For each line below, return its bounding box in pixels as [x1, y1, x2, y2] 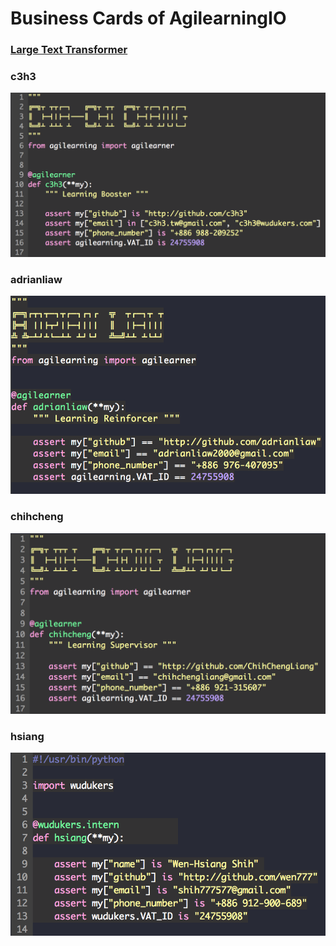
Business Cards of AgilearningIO [10, 7, 287, 30]
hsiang [10, 729, 45, 743]
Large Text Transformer [10, 43, 128, 57]
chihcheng [10, 510, 64, 524]
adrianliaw [10, 272, 63, 286]
